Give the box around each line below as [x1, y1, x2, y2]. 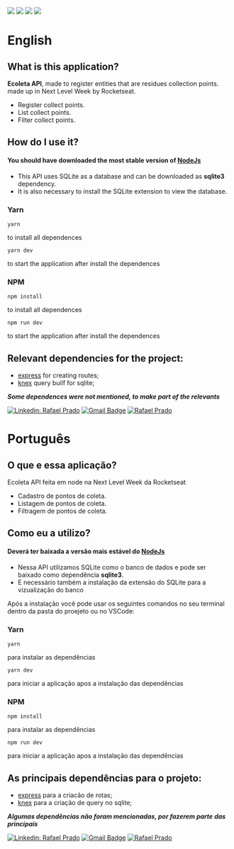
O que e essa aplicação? [7, 459, 117, 471]
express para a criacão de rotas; [17, 791, 113, 799]
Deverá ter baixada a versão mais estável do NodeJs [7, 547, 165, 555]
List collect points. [17, 109, 72, 116]
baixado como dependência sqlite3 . [17, 570, 124, 579]
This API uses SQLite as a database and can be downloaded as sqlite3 [17, 172, 225, 180]
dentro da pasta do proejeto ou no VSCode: [7, 606, 135, 615]
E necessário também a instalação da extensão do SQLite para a [17, 578, 206, 587]
